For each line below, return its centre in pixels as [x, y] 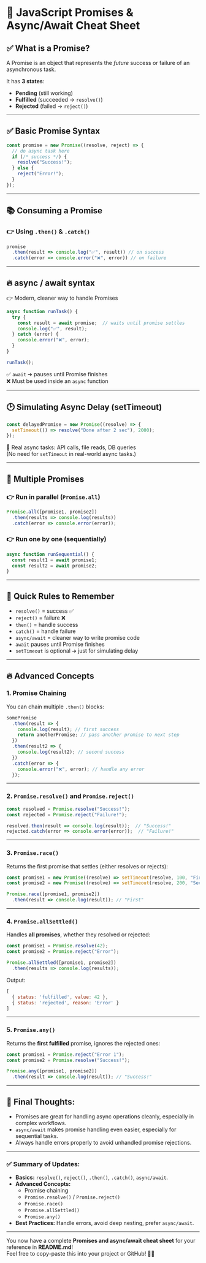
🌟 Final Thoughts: [41, 1102]
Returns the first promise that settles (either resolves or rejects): [87, 866]
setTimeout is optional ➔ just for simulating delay [77, 651]
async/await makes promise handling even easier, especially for [96, 1129]
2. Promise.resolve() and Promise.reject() [71, 796]
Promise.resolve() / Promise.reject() [72, 1197]
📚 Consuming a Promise [55, 211]
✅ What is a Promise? [48, 48]
